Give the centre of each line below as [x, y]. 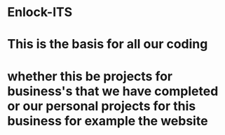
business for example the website [108, 121]
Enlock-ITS [40, 12]
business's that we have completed [113, 91]
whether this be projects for [90, 76]
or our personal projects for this [102, 106]
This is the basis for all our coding [108, 44]
